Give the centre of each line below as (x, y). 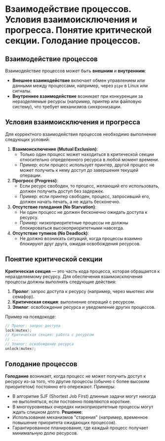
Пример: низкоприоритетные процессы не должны (74, 222)
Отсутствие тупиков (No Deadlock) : (51, 233)
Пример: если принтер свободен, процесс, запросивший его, (85, 196)
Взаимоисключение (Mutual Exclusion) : (55, 149)
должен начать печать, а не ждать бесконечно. (70, 201)
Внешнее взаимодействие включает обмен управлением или (78, 80)
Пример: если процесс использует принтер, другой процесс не (87, 165)
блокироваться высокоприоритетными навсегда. (72, 228)
